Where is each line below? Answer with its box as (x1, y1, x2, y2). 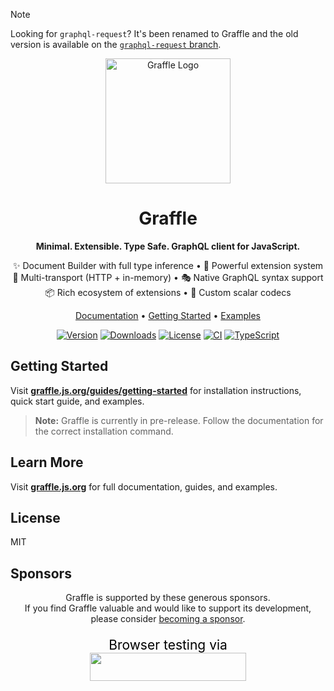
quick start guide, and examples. (10, 395, 145, 407)
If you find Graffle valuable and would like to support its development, (24, 602, 312, 614)
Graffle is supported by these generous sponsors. (65, 592, 271, 604)
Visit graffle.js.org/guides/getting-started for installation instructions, (10, 384, 302, 396)
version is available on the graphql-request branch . (10, 39, 222, 50)
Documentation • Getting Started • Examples (75, 309, 261, 321)
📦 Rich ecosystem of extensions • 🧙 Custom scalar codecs (44, 286, 292, 298)
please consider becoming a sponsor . (90, 613, 246, 625)
